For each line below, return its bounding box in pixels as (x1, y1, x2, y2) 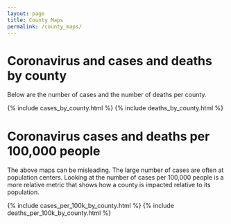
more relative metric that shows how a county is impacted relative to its (7, 181, 211, 189)
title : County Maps (7, 17, 64, 24)
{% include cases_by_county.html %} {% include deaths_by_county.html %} (7, 104, 224, 112)
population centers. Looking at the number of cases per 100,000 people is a (7, 173, 224, 182)
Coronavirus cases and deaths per (7, 128, 210, 144)
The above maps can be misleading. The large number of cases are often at (7, 166, 224, 174)
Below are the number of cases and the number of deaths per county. (7, 91, 207, 99)
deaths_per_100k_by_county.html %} (7, 209, 112, 217)
